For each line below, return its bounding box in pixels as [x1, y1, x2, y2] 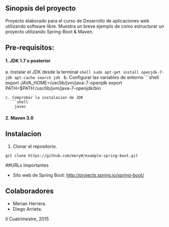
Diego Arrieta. [12, 206, 42, 212]
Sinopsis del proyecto [5, 4, 76, 13]
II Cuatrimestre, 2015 [5, 216, 50, 222]
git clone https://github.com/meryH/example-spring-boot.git [5, 153, 138, 158]
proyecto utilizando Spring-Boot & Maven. [5, 28, 93, 35]
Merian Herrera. [12, 200, 46, 207]
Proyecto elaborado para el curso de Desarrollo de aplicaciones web [5, 17, 150, 24]
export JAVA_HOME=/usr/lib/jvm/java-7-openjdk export [5, 80, 123, 86]
